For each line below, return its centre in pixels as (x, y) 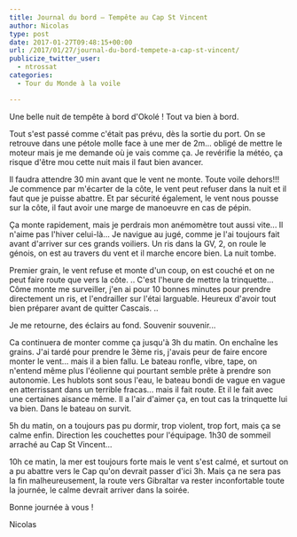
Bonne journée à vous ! (51, 507)
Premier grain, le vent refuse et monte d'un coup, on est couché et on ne (142, 270)
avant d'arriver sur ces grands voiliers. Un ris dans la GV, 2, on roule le (138, 243)
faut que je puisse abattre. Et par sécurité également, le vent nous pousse (144, 198)
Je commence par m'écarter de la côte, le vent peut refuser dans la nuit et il (148, 188)
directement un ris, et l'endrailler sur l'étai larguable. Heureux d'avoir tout (143, 298)
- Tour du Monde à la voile (69, 83)
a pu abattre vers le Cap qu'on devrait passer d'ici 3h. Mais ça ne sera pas (145, 470)
